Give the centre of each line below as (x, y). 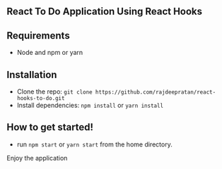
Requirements (38, 36)
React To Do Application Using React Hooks (105, 12)
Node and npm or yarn (50, 53)
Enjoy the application (37, 158)
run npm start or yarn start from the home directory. (94, 144)
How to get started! (50, 127)
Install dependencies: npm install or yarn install (90, 106)
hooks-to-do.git (41, 99)
